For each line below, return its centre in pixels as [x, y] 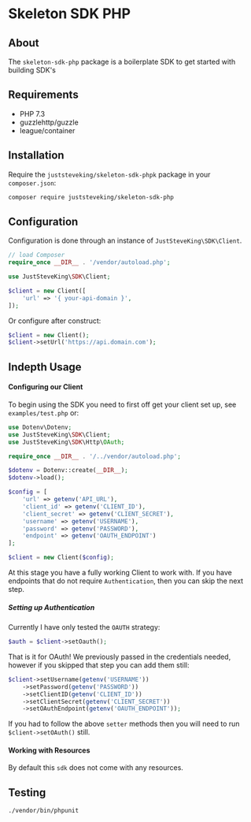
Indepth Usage [45, 367]
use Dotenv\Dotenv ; [40, 427]
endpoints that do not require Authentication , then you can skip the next [126, 581]
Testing [27, 792]
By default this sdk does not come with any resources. [96, 768]
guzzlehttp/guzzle [49, 122]
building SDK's [32, 70]
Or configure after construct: [55, 321]
